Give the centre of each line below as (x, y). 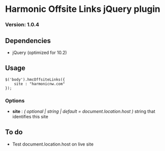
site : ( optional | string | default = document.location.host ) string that (84, 111)
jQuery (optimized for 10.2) (40, 52)
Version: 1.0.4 (22, 25)
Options (15, 101)
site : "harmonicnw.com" (40, 84)
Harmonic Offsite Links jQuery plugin (83, 9)
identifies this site (30, 117)
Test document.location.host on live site (53, 144)
